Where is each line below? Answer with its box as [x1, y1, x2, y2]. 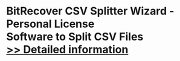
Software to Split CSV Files [6, 30, 144, 43]
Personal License [6, 17, 95, 31]
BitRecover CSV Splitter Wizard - [6, 4, 175, 18]
